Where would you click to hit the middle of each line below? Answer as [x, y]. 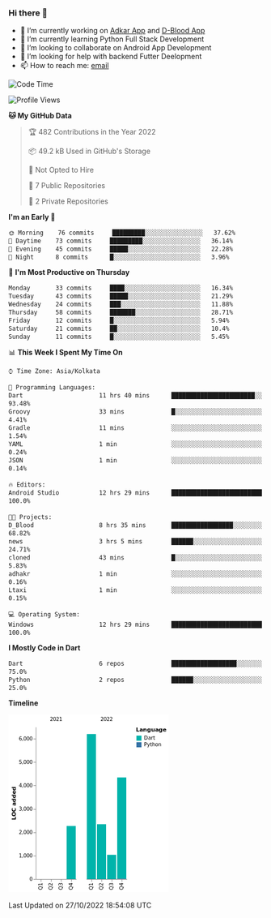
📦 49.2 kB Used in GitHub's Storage [89, 151]
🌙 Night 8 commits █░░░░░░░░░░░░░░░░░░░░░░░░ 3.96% [119, 257]
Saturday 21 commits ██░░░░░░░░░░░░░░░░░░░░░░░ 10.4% [119, 329]
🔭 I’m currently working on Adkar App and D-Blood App [112, 31]
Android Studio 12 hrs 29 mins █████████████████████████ [135, 493]
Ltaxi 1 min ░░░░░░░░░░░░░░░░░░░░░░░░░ [135, 590]
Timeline [23, 703]
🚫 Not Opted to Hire [61, 170]
